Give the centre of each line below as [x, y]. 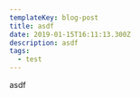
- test [30, 59]
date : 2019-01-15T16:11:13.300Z [70, 34]
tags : [19, 51]
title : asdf [32, 26]
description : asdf [44, 43]
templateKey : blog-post [54, 18]
